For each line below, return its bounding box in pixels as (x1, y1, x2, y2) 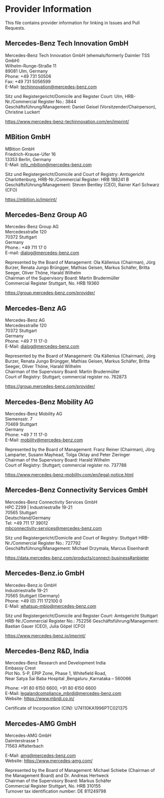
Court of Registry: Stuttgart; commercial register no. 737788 (5, 462, 127, 468)
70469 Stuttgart (5, 421, 38, 427)
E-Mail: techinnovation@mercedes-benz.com (5, 84, 97, 90)
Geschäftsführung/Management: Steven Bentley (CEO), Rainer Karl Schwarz (5, 181, 160, 188)
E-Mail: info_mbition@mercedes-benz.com (5, 162, 92, 167)
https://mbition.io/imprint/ (5, 196, 57, 202)
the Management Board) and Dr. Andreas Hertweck (5, 772, 109, 779)
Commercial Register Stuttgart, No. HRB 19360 (5, 280, 100, 286)
